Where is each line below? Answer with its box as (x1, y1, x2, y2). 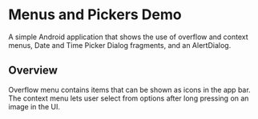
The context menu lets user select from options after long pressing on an (8, 93, 249, 103)
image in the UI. (8, 101, 60, 111)
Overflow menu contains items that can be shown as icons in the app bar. (8, 85, 251, 94)
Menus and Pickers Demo (8, 6, 182, 24)
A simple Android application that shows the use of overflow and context (8, 32, 248, 42)
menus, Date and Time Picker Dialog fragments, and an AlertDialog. (8, 40, 232, 50)
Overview (8, 64, 58, 77)
